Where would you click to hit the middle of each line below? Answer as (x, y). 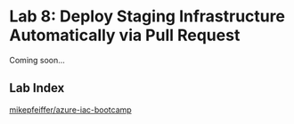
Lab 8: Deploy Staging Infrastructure (147, 17)
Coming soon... (37, 60)
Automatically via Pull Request (125, 35)
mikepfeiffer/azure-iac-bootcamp (70, 110)
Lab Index (37, 88)
